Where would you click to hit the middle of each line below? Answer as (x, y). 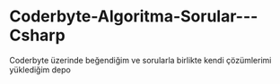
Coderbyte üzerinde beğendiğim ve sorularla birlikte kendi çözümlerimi (140, 60)
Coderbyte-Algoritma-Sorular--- (134, 17)
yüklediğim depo (40, 70)
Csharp (37, 35)
